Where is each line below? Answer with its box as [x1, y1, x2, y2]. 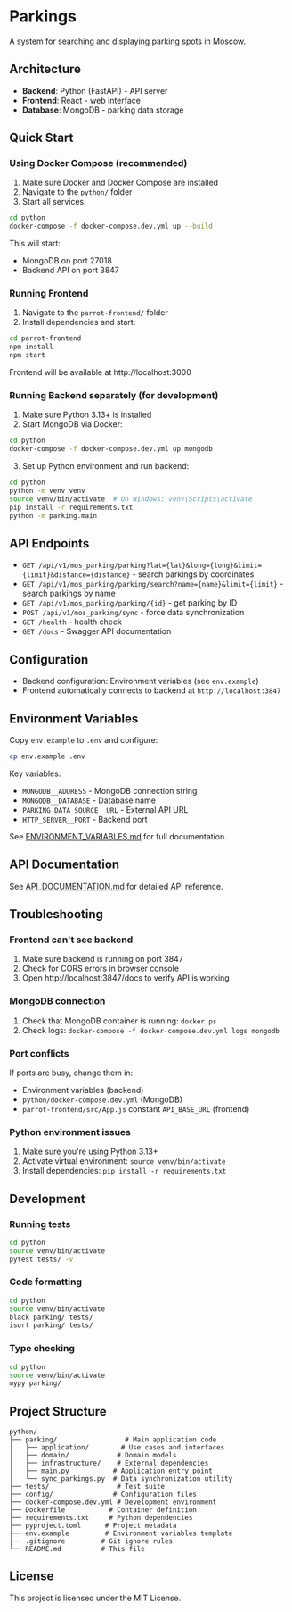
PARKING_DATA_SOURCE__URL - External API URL [21, 804, 189, 814]
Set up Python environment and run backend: [21, 461, 190, 472]
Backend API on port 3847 [21, 265, 120, 276]
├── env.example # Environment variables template [9, 1529, 233, 1538]
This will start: [9, 238, 61, 249]
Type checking [9, 1342, 76, 1355]
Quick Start [9, 130, 74, 146]
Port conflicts [9, 1047, 69, 1059]
